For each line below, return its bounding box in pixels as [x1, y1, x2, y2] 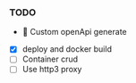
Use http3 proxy [21, 64, 82, 75]
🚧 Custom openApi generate [21, 27, 127, 37]
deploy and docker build [21, 44, 112, 54]
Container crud [21, 54, 79, 64]
